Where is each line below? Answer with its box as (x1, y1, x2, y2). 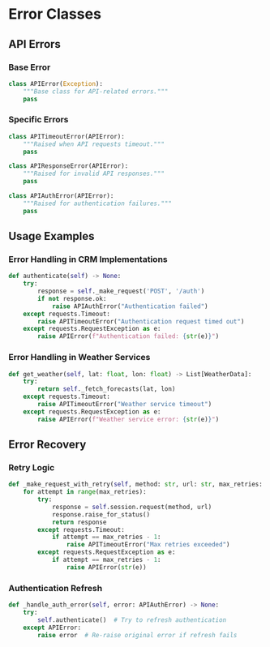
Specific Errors (8, 114, 69, 126)
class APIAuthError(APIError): (8, 192, 114, 200)
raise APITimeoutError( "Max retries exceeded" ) (66, 541, 230, 549)
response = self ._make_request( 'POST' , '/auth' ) (37, 287, 205, 296)
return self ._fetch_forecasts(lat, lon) (37, 385, 176, 393)
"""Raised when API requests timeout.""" (23, 139, 165, 148)
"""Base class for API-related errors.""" (23, 87, 169, 96)
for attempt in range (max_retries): (23, 488, 148, 496)
